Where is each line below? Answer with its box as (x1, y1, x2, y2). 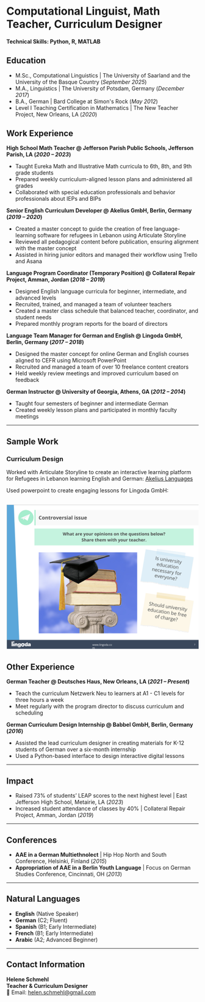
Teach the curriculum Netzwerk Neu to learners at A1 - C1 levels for (15, 690, 185, 697)
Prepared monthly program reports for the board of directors (15, 320, 168, 328)
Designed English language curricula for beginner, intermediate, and (15, 288, 187, 295)
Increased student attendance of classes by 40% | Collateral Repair (15, 805, 185, 812)
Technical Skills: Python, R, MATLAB (6, 38, 101, 45)
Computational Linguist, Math (6, 4, 160, 18)
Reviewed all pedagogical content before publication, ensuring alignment (15, 238, 199, 245)
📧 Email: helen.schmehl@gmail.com (6, 989, 96, 996)
